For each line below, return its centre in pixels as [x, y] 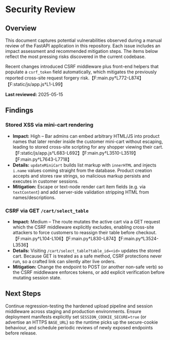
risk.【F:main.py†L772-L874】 [112, 78]
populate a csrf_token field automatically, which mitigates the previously [81, 72]
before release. [21, 333]
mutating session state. [37, 277]
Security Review [41, 9]
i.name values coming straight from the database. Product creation [82, 170]
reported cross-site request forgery [42, 78]
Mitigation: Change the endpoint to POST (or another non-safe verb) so [88, 267]
